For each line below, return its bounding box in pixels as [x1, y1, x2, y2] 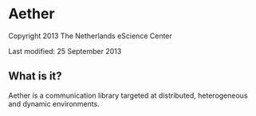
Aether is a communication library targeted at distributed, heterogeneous [8, 91, 249, 100]
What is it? [8, 69, 62, 83]
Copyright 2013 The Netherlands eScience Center [8, 31, 173, 41]
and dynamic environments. [8, 99, 100, 108]
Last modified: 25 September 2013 [8, 46, 122, 56]
